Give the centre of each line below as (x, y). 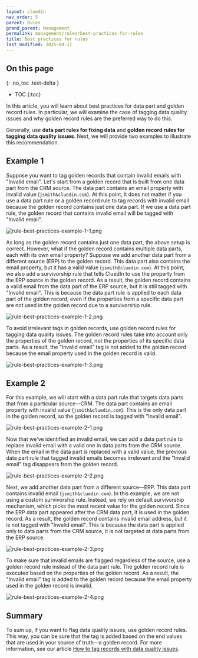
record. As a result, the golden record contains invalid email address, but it (97, 519)
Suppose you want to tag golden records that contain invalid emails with (94, 175)
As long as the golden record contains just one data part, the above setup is (98, 242)
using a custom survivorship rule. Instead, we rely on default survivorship (95, 500)
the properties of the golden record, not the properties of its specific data (95, 340)
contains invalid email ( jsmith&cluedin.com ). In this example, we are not (93, 493)
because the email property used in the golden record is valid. (82, 353)
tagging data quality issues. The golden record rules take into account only (97, 334)
